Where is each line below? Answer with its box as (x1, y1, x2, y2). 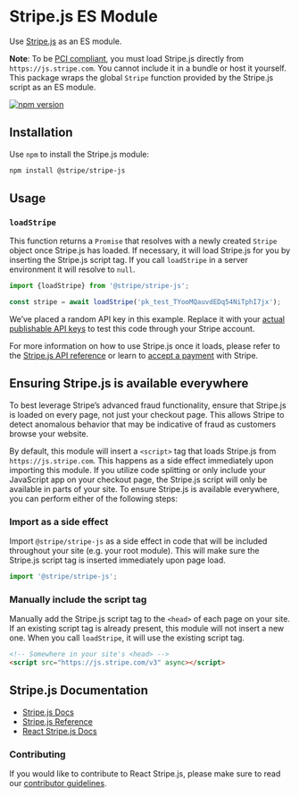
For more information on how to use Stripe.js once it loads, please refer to (9, 341, 281, 352)
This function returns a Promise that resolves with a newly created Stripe (9, 235, 278, 247)
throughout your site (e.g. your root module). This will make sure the (9, 546, 260, 556)
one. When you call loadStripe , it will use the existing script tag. (9, 632, 245, 643)
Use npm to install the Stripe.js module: (9, 148, 150, 159)
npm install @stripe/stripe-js (9, 165, 126, 175)
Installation (9, 125, 73, 140)
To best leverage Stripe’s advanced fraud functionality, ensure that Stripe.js (9, 400, 287, 411)
